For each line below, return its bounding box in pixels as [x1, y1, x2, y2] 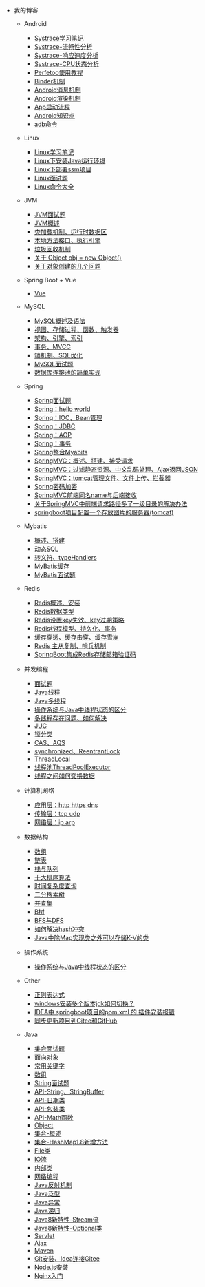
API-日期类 [34, 1096, 65, 1104]
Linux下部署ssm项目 [34, 165, 91, 174]
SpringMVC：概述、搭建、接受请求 [34, 457, 133, 465]
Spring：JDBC [34, 422, 76, 430]
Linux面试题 [34, 174, 68, 182]
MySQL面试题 [34, 360, 74, 368]
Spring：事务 [34, 439, 72, 448]
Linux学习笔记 [34, 148, 74, 156]
